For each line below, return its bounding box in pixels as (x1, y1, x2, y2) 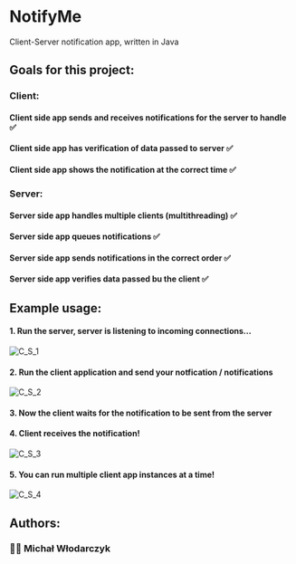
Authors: (9, 515, 61, 531)
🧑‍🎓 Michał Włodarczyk (9, 542, 111, 555)
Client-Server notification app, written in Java (9, 36, 179, 47)
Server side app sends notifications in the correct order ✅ (9, 252, 231, 263)
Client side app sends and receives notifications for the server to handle (9, 111, 287, 123)
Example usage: (9, 301, 102, 316)
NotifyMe (9, 6, 82, 27)
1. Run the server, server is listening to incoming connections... (9, 326, 252, 337)
